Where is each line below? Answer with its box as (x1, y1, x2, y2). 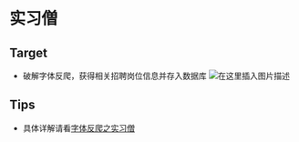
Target (9, 45, 48, 60)
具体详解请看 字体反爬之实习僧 (22, 122, 135, 133)
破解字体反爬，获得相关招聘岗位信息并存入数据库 (22, 70, 207, 81)
